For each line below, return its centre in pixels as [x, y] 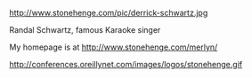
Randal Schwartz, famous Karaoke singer [85, 30]
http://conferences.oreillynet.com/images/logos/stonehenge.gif [126, 64]
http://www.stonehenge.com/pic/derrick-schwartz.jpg [109, 13]
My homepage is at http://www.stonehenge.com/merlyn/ [114, 47]
